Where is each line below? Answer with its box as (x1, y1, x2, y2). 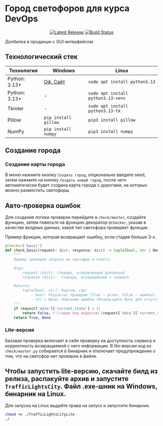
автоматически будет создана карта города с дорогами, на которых (5, 182, 147, 188)
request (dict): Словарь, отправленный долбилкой (22, 270, 125, 275)
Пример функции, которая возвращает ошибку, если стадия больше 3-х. (5, 234, 157, 240)
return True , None (14, 315, 51, 320)
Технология (9, 67, 38, 74)
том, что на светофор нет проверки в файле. (5, 353, 98, 359)
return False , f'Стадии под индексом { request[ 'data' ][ (22, 311, 138, 315)
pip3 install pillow (88, 117, 136, 123)
